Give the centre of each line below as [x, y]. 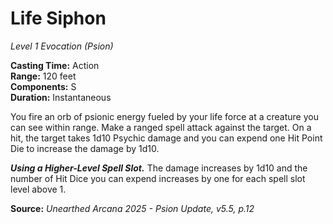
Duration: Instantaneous [61, 97]
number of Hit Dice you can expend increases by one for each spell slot [158, 178]
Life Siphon [58, 18]
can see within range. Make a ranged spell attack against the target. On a [161, 127]
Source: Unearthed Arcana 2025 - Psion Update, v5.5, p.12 [132, 208]
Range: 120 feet [43, 76]
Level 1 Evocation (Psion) [62, 46]
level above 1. [38, 189]
